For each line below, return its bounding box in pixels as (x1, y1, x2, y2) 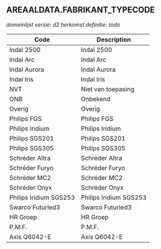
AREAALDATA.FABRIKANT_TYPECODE (6, 5, 156, 15)
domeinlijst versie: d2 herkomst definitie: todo (6, 21, 120, 28)
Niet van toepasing (80, 85, 135, 93)
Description (96, 35, 131, 44)
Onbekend (80, 95, 111, 103)
